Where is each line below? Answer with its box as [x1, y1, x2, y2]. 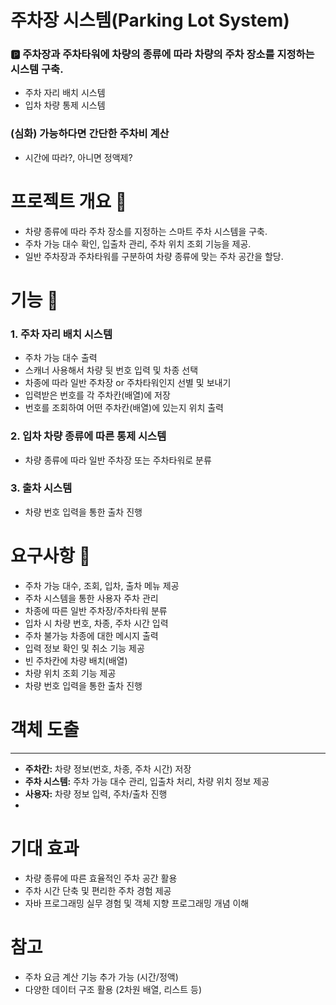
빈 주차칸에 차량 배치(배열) [24, 654, 128, 666]
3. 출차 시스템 [10, 481, 73, 495]
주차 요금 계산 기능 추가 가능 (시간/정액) [24, 971, 179, 983]
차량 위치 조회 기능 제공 [24, 667, 117, 679]
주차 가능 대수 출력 [24, 352, 98, 364]
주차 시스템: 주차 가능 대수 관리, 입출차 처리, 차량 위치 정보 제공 [24, 775, 270, 787]
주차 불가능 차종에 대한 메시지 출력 [24, 629, 159, 641]
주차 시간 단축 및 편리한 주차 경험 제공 [24, 884, 172, 896]
